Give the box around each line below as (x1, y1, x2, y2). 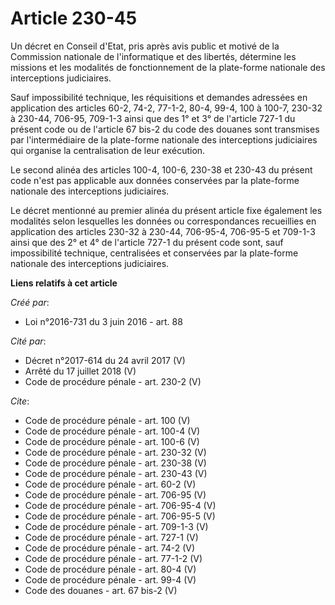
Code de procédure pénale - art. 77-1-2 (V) (24, 552, 203, 564)
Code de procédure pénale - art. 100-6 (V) (24, 435, 200, 447)
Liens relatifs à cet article (10, 277, 118, 289)
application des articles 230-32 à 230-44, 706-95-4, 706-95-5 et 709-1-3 (10, 225, 316, 237)
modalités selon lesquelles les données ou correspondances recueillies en (10, 215, 317, 227)
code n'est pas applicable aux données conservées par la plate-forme (10, 174, 300, 186)
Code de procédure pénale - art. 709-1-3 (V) (24, 520, 209, 532)
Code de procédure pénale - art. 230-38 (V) (24, 457, 207, 469)
